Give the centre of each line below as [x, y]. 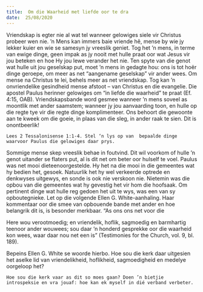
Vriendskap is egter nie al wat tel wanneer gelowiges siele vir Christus [94, 35]
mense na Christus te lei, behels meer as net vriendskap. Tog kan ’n [91, 80]
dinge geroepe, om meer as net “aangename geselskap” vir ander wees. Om [102, 73]
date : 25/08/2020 [29, 18]
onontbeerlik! [23, 125]
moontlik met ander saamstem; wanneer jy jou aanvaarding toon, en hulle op [102, 105]
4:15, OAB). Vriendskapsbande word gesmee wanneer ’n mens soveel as [97, 99]
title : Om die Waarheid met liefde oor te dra [68, 12]
